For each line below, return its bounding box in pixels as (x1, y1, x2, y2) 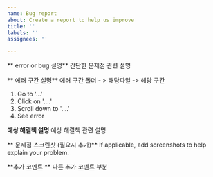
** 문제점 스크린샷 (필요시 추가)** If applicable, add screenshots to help (7, 140, 207, 149)
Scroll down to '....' (17, 105, 71, 113)
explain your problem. (7, 149, 69, 157)
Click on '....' (17, 97, 53, 105)
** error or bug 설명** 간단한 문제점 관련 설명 (7, 61, 131, 70)
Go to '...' (17, 90, 43, 98)
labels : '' (7, 29, 39, 37)
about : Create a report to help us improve (7, 17, 135, 23)
